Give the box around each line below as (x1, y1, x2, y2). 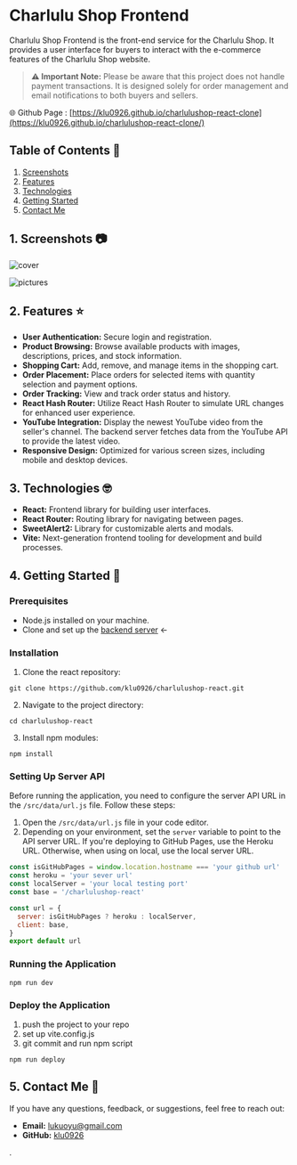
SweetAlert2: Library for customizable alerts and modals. (21, 523, 234, 534)
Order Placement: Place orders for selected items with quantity (21, 370, 255, 380)
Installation (9, 647, 60, 659)
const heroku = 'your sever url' (9, 871, 133, 880)
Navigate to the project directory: (21, 700, 144, 711)
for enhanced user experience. (21, 407, 136, 419)
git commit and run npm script (21, 1038, 133, 1048)
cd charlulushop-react (9, 717, 93, 726)
